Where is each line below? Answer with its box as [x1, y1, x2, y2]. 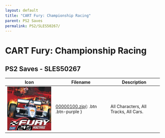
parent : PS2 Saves [5, 18, 43, 23]
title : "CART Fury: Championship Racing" [5, 13, 91, 18]
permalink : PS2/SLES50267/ [5, 24, 60, 28]
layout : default [5, 8, 38, 13]
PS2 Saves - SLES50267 [5, 64, 81, 73]
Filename [71, 79, 91, 85]
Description [122, 79, 146, 85]
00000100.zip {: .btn [55, 104, 97, 110]
